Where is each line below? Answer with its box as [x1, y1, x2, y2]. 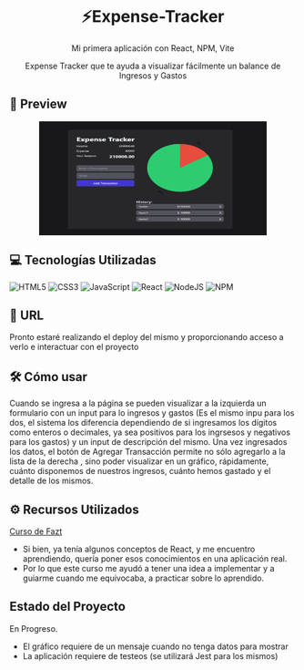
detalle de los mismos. [9, 475, 94, 487]
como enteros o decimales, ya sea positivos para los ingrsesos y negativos [9, 427, 291, 438]
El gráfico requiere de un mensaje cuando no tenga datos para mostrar [22, 641, 289, 652]
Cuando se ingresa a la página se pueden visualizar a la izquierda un [9, 397, 267, 409]
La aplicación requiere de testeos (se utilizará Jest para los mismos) [22, 650, 279, 661]
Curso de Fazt [9, 526, 63, 537]
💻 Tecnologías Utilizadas [9, 253, 157, 268]
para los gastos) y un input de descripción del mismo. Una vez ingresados [9, 437, 288, 448]
